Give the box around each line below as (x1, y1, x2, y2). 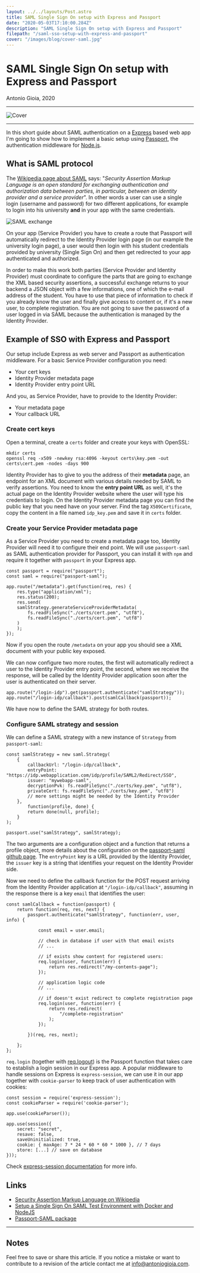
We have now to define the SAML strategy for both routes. (6, 705, 149, 713)
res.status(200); (17, 594, 60, 600)
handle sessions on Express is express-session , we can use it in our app (6, 1071, 183, 1078)
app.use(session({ (6, 1121, 52, 1127)
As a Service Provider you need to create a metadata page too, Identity (6, 537, 180, 545)
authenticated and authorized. (6, 255, 80, 262)
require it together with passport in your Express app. (6, 557, 137, 564)
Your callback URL (14, 410, 61, 418)
